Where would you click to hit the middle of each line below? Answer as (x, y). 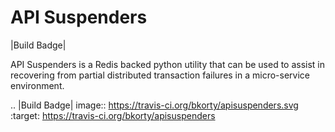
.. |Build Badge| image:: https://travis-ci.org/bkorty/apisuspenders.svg (154, 105)
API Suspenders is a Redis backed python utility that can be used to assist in (168, 64)
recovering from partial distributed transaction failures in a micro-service (160, 75)
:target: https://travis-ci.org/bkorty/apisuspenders (113, 115)
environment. (37, 85)
